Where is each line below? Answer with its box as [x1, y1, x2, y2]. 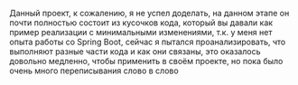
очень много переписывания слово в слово [9, 65, 179, 76]
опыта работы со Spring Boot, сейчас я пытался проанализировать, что [9, 36, 286, 47]
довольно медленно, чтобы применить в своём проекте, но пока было [9, 56, 284, 66]
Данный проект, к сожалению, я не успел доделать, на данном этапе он [9, 8, 290, 18]
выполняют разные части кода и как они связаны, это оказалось [9, 46, 261, 57]
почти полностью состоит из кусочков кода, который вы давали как [9, 17, 274, 28]
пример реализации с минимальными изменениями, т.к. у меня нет [9, 27, 273, 37]
